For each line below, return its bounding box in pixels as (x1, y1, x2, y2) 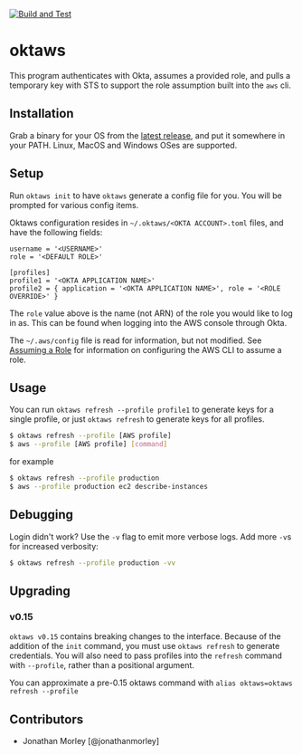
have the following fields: (9, 226, 103, 237)
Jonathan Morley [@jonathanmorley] (22, 736, 160, 747)
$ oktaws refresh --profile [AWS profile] (9, 431, 172, 441)
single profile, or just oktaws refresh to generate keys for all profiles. (9, 414, 265, 425)
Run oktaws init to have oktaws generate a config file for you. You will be (9, 190, 282, 201)
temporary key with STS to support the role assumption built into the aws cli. (9, 80, 292, 91)
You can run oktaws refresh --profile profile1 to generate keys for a (9, 404, 274, 416)
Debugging (9, 507, 74, 522)
